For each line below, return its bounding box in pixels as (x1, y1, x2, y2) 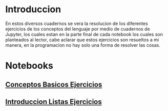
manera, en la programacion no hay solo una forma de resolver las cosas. (5, 42, 160, 48)
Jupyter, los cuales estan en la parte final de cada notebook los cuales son (5, 31, 163, 37)
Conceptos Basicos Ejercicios (5, 80, 102, 89)
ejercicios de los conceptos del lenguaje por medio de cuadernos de (5, 25, 150, 32)
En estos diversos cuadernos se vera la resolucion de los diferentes (5, 20, 149, 26)
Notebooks (5, 60, 54, 72)
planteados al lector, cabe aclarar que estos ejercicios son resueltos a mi (5, 37, 159, 43)
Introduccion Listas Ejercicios (5, 97, 102, 106)
